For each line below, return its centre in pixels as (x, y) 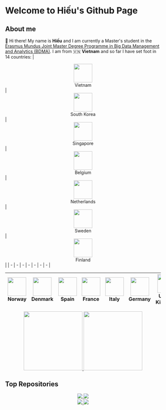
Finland (83, 260)
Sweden (83, 231)
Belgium (83, 173)
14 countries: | (20, 57)
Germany (140, 299)
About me (21, 29)
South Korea (83, 114)
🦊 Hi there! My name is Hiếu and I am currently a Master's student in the (79, 41)
